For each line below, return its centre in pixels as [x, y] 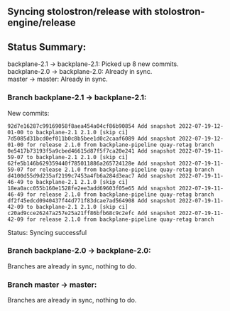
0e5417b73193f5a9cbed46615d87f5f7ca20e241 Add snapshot [92, 151]
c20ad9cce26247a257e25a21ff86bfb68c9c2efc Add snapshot [92, 213]
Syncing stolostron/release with [80, 12]
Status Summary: [47, 47]
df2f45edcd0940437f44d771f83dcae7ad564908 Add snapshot [92, 201]
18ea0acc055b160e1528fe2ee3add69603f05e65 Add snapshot [92, 188]
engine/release [42, 23]
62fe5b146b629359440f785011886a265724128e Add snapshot [92, 163]
